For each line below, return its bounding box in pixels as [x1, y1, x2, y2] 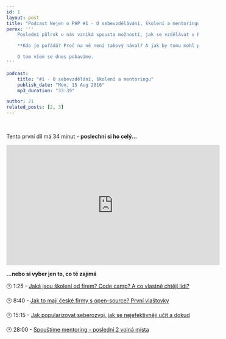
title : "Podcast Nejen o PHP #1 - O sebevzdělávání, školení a [6, 20, 171, 26]
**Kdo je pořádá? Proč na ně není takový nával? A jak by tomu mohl [17, 43, 195, 49]
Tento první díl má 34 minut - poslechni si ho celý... [6, 133, 137, 140]
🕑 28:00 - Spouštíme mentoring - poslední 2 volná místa [6, 326, 149, 333]
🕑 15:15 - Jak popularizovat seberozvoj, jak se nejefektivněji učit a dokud [6, 312, 190, 318]
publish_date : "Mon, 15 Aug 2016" [17, 82, 105, 88]
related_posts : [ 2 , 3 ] [6, 104, 64, 111]
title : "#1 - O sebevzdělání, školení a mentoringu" [17, 76, 154, 82]
